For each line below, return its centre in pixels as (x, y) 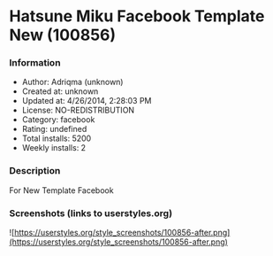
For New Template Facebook (61, 190)
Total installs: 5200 (57, 138)
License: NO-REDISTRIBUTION (78, 110)
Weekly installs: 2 (54, 148)
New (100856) (63, 35)
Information (35, 63)
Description (35, 171)
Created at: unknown (60, 91)
